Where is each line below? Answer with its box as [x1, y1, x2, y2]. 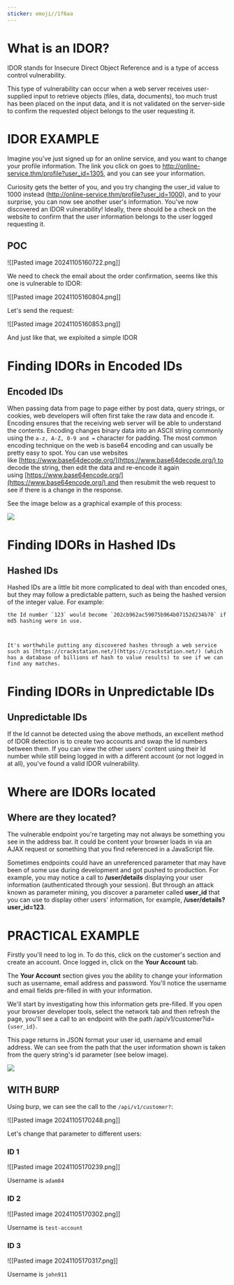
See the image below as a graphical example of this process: [7, 499, 183, 508]
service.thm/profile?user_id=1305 [7, 169, 104, 177]
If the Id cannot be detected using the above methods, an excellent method [7, 730, 224, 738]
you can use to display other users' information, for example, [7, 895, 183, 904]
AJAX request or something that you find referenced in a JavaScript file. [7, 845, 215, 853]
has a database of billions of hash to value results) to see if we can [7, 654, 224, 661]
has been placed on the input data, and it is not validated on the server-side [7, 99, 226, 108]
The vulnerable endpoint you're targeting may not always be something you [7, 830, 226, 839]
